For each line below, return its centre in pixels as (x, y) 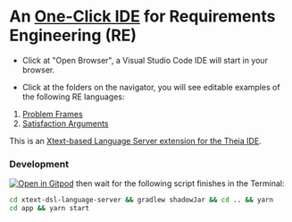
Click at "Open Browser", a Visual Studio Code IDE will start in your (145, 60)
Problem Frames (52, 114)
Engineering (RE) (73, 35)
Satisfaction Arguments (65, 124)
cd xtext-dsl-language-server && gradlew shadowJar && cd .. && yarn (142, 200)
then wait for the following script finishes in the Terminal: (180, 184)
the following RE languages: (73, 97)
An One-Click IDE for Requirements (142, 17)
